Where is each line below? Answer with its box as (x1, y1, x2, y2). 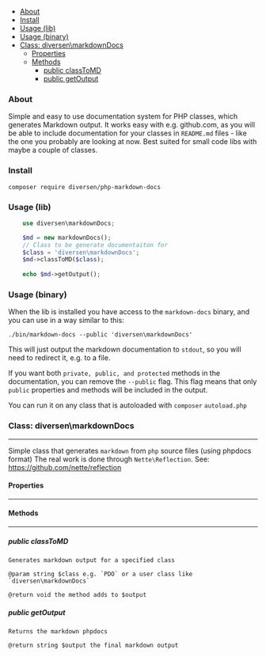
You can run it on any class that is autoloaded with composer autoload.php (8, 401, 247, 410)
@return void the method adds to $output (8, 591, 147, 598)
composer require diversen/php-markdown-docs (8, 183, 161, 191)
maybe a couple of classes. (8, 146, 98, 155)
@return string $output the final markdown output (8, 641, 179, 649)
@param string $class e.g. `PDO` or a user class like (8, 570, 193, 578)
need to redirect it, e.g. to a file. (8, 353, 111, 363)
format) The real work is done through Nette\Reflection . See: (8, 454, 210, 464)
